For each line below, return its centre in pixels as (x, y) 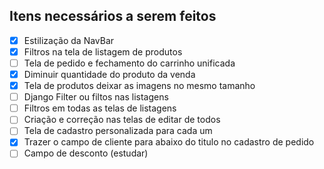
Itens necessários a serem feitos (113, 16)
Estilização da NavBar (69, 40)
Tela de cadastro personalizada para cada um (118, 131)
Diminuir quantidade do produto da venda (109, 74)
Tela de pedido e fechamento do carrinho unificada (129, 63)
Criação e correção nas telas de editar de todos (122, 120)
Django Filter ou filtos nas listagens (96, 97)
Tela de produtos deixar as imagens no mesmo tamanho (139, 86)
